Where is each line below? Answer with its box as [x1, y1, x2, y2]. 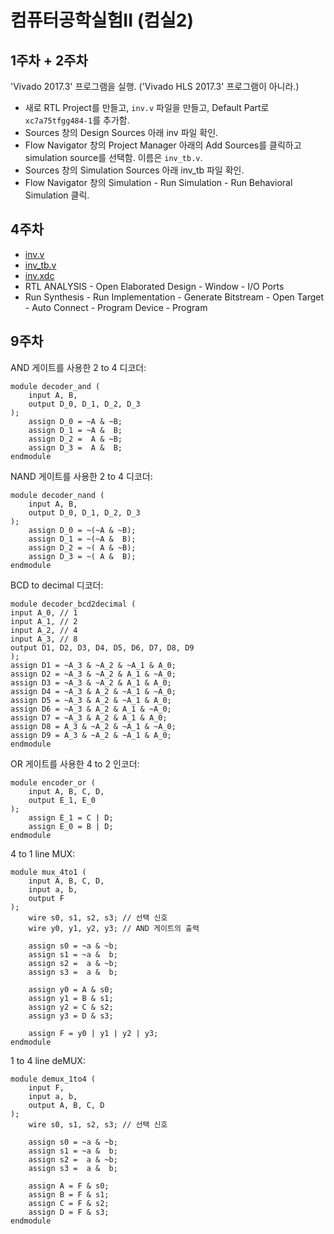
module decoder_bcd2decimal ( [10, 599, 137, 609]
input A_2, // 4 [10, 625, 78, 635]
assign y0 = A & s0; [28, 984, 114, 995]
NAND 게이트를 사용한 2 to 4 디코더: [10, 470, 153, 482]
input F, [28, 1082, 65, 1093]
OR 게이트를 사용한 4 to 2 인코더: [10, 757, 140, 770]
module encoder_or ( [10, 777, 97, 788]
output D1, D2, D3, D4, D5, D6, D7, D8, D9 [10, 642, 195, 653]
